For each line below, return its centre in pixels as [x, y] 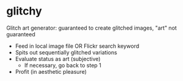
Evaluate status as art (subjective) [58, 59]
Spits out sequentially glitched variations [66, 52]
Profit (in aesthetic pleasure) [51, 71]
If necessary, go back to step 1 [63, 65]
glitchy [24, 11]
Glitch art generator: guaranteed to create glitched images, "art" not [91, 28]
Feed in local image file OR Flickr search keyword [77, 46]
